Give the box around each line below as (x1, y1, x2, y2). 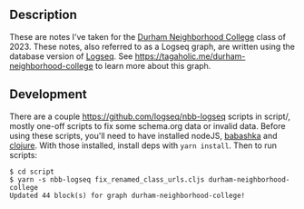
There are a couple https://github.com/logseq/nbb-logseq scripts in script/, (9, 111, 290, 122)
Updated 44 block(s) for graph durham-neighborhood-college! (9, 191, 246, 200)
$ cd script (9, 167, 54, 176)
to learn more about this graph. (94, 60, 211, 71)
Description (9, 7, 77, 23)
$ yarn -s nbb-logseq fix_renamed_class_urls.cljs (9, 174, 205, 184)
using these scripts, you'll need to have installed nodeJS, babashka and (9, 130, 278, 141)
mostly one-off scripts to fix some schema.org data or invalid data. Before (9, 120, 286, 131)
